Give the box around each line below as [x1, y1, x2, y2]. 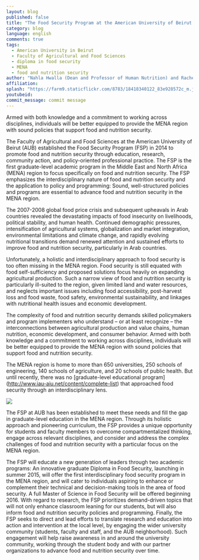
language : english [6, 31, 52, 37]
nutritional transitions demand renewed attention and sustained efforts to [6, 237, 184, 245]
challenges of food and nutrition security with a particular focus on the [6, 440, 179, 448]
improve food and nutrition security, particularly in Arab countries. [6, 244, 168, 251]
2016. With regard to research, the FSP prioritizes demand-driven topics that [6, 496, 192, 503]
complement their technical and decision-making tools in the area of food [6, 483, 185, 491]
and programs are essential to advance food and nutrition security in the [6, 188, 182, 195]
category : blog [6, 25, 44, 32]
